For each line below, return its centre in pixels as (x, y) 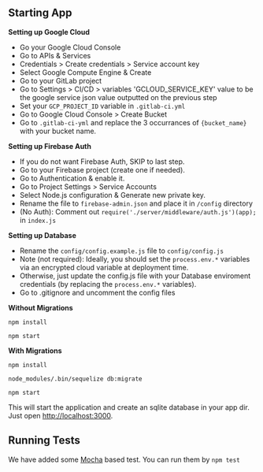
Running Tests (44, 440)
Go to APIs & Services (55, 55)
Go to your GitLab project (61, 80)
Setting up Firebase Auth (50, 146)
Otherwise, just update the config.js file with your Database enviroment (135, 276)
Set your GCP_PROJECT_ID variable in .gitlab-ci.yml (102, 106)
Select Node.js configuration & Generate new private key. (113, 195)
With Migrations (35, 351)
